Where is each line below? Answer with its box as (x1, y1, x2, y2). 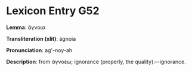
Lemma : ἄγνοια (6, 24, 46, 31)
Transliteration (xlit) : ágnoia (6, 35, 76, 42)
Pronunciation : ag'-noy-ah (6, 46, 73, 54)
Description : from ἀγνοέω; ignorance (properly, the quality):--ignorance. (6, 58, 186, 65)
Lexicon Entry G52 (6, 4, 100, 18)
